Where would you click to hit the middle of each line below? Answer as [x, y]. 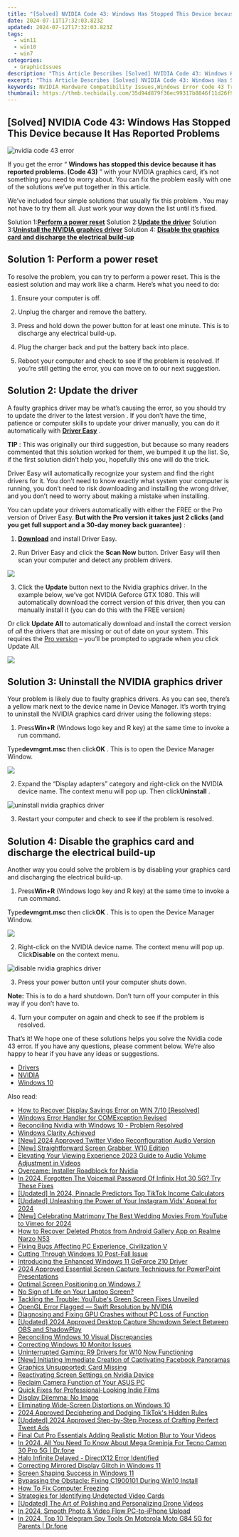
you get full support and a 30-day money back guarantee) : [97, 524]
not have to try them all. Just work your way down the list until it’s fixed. [112, 208]
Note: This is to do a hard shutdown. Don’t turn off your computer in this [113, 996]
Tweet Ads [33, 1428]
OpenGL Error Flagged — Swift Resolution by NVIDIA [95, 1307]
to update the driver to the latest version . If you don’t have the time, [107, 415]
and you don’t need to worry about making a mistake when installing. [108, 496]
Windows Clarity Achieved [57, 1133]
